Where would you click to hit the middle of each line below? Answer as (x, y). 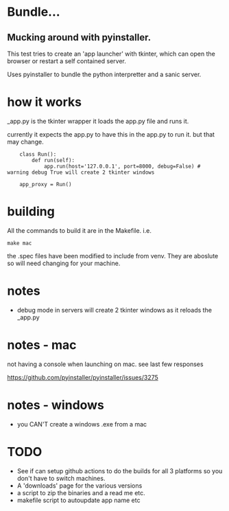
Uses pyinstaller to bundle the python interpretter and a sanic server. (104, 74)
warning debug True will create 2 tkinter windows (81, 172)
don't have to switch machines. (61, 478)
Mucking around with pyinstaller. (79, 37)
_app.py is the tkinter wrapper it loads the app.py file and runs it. (98, 121)
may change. (25, 141)
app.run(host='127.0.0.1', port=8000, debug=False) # (122, 166)
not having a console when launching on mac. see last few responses (105, 364)
